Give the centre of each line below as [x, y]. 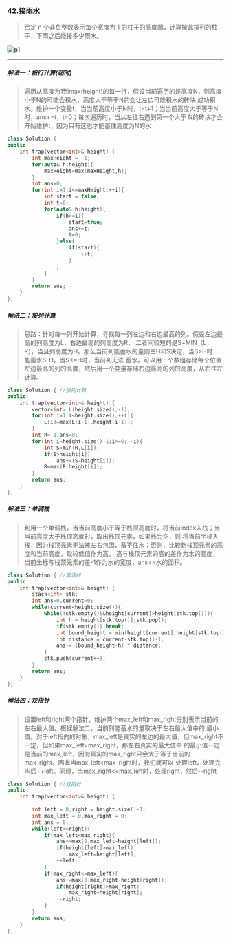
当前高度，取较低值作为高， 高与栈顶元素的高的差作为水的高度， [127, 553]
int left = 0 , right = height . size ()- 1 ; [89, 810]
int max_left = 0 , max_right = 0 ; [80, 816]
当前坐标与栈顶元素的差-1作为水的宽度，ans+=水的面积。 [105, 562]
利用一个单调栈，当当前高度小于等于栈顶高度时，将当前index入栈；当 [122, 528]
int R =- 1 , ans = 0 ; [55, 435]
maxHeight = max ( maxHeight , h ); [86, 171]
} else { [66, 241]
